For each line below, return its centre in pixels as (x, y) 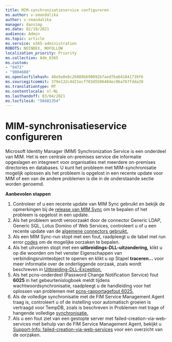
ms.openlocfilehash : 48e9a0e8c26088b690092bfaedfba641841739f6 (74, 77)
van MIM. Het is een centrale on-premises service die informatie (73, 157)
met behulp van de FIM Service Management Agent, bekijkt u (97, 324)
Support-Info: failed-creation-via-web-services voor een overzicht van (88, 330)
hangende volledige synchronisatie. (50, 313)
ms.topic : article (25, 39)
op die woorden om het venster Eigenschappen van (67, 253)
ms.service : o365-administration (41, 44)
